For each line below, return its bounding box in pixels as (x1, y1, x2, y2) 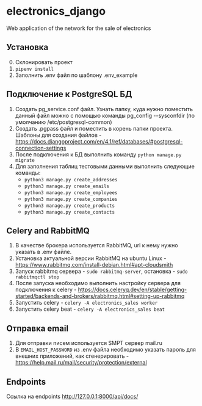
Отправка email (6, 323, 69, 333)
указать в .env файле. (15, 248, 72, 256)
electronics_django (6, 4, 106, 18)
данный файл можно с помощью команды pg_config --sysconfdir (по (15, 112, 195, 119)
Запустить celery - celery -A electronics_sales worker (15, 299, 158, 306)
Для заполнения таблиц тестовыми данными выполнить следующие (15, 162, 195, 170)
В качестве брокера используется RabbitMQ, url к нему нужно (15, 242, 178, 249)
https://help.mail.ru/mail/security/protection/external (15, 359, 148, 366)
